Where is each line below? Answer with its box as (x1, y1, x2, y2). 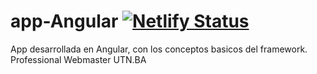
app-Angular (10, 10, 119, 33)
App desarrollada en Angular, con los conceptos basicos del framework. (10, 43, 308, 55)
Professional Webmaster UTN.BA (10, 53, 147, 65)
